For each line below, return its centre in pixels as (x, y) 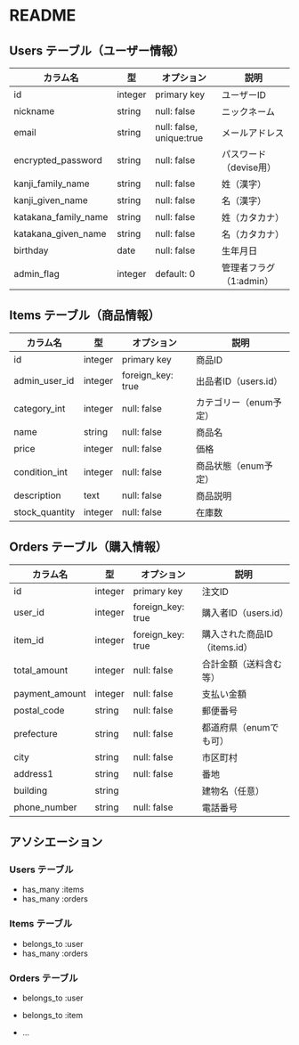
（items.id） (227, 647)
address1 (33, 773)
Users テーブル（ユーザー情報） (97, 50)
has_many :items (53, 890)
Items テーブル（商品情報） (85, 316)
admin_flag (37, 274)
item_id (29, 640)
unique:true (179, 138)
